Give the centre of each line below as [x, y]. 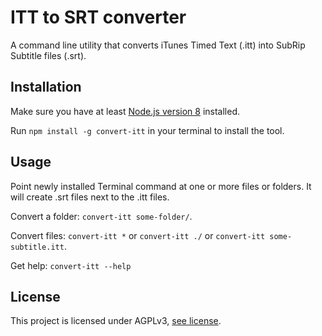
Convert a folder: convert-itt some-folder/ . [101, 216]
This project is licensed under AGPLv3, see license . [116, 321]
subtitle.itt [37, 247]
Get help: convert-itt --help [71, 265]
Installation [46, 87]
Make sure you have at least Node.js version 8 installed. [125, 111]
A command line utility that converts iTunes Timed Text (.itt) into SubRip [158, 45]
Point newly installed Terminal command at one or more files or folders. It [161, 186]
